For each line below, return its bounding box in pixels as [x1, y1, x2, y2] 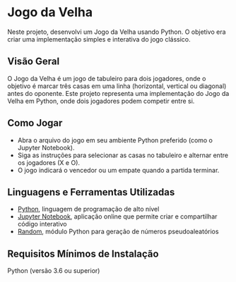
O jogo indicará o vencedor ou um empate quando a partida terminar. [17, 166, 220, 174]
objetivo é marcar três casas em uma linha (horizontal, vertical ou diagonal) [7, 82, 227, 90]
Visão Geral [7, 56, 60, 68]
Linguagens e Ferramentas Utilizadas [7, 186, 175, 198]
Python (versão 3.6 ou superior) [7, 266, 100, 275]
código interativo [17, 220, 67, 228]
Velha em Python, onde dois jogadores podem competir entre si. [7, 97, 195, 105]
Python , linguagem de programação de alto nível [17, 205, 160, 214]
